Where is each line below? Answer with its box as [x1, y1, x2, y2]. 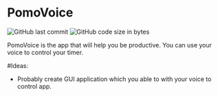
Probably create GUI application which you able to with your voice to [17, 74, 212, 83]
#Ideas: [7, 61, 29, 69]
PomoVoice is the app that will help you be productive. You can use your [7, 41, 212, 49]
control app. [17, 82, 52, 90]
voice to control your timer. [7, 48, 84, 56]
